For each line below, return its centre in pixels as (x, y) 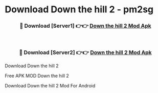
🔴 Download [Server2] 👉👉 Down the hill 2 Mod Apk (85, 52)
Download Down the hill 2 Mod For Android (50, 85)
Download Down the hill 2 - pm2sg (79, 10)
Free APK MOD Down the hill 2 (37, 76)
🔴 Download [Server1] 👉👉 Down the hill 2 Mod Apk (85, 26)
